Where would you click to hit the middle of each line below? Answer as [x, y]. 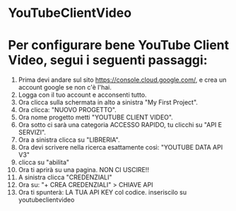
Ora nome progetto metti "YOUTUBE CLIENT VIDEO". [96, 117]
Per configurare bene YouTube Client [119, 46]
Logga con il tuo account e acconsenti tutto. [82, 95]
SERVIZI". [32, 133]
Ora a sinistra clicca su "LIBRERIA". [69, 140]
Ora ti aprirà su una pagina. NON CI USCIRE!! [83, 170]
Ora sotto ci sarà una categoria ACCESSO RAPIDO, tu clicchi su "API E [120, 125]
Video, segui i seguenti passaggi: [108, 60]
